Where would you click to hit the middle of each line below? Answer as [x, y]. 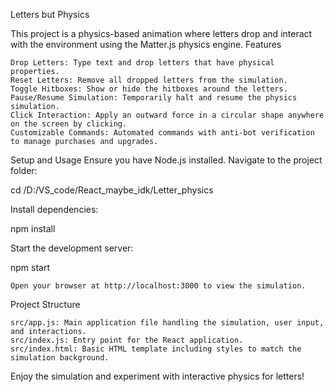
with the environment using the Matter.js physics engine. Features [146, 44]
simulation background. [60, 358]
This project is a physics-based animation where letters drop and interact [161, 33]
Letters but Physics [50, 14]
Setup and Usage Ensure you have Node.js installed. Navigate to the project [166, 160]
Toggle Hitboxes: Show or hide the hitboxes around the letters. [149, 89]
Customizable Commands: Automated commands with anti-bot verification [162, 133]
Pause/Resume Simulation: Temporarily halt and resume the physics [154, 98]
